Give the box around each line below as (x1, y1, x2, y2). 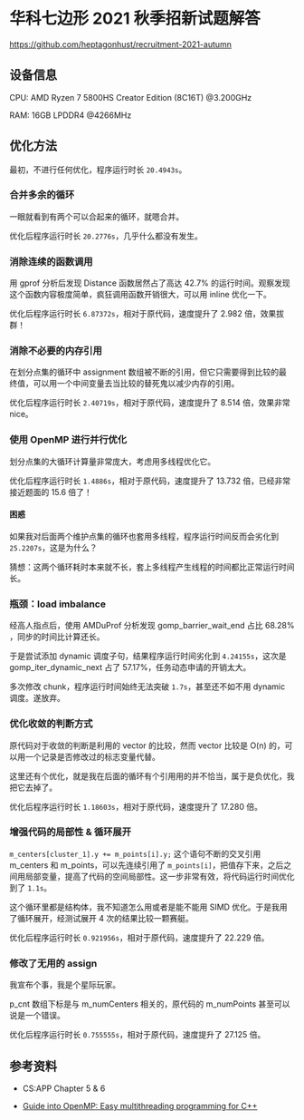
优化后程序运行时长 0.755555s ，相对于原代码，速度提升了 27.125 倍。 (9, 1029, 266, 1040)
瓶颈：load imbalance (9, 598, 107, 610)
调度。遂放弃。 (9, 693, 65, 704)
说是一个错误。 (9, 1010, 65, 1021)
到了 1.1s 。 (9, 881, 52, 893)
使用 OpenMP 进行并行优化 (9, 433, 128, 446)
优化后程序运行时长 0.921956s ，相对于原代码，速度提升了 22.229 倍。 (9, 931, 270, 943)
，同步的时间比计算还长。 (9, 631, 105, 642)
